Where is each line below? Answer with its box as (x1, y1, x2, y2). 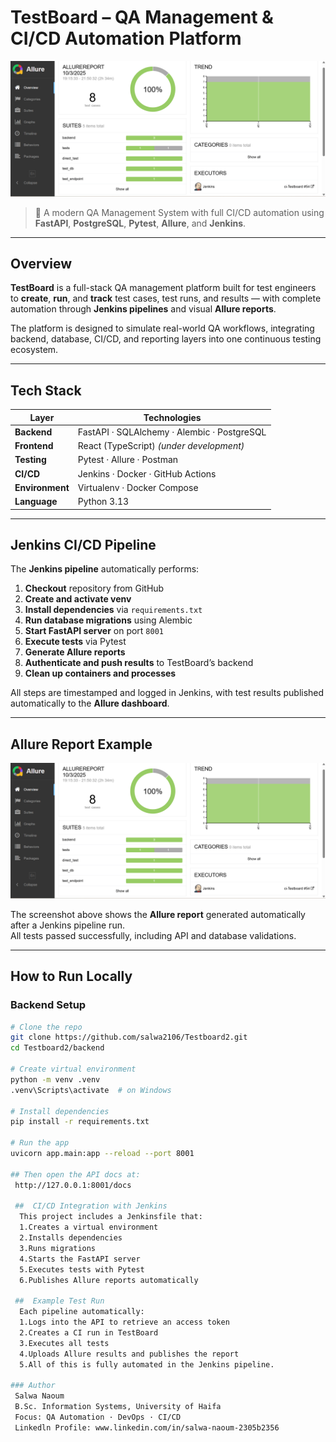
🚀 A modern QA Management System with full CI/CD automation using (34, 206, 325, 218)
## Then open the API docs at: (10, 1169, 141, 1180)
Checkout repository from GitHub (24, 582, 165, 595)
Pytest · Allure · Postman (77, 454, 179, 466)
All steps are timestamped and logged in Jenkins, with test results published (10, 687, 325, 699)
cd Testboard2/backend (10, 1043, 105, 1053)
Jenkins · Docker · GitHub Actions (77, 467, 217, 480)
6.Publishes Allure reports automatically (19, 1275, 199, 1285)
